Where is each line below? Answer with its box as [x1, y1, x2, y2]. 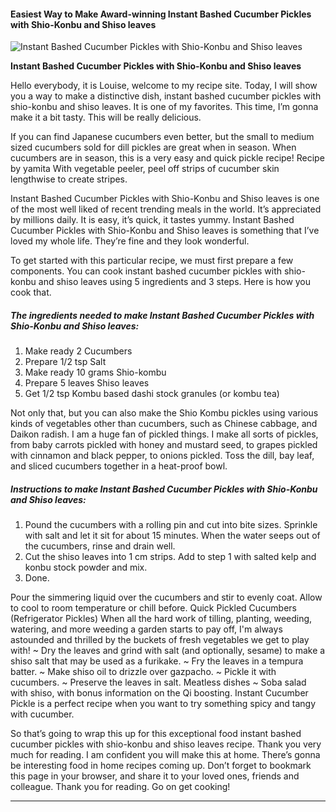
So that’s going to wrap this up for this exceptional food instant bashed [10, 728, 302, 740]
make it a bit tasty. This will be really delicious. [10, 111, 202, 124]
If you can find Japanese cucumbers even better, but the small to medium [10, 131, 315, 143]
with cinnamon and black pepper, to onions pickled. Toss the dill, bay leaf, [10, 450, 315, 462]
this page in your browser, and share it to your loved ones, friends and [10, 770, 300, 782]
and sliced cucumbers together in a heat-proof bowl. [10, 460, 228, 472]
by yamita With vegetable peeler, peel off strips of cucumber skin [10, 163, 280, 175]
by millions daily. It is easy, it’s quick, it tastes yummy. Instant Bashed [10, 214, 295, 226]
